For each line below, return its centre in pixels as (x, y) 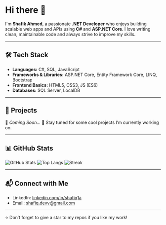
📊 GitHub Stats (29, 148)
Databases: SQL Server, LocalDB (46, 90)
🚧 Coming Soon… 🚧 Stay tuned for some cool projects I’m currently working (82, 122)
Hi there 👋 (25, 10)
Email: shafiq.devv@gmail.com (43, 203)
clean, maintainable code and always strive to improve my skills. (70, 34)
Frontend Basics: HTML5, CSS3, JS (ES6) (55, 85)
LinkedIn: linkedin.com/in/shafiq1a (47, 198)
